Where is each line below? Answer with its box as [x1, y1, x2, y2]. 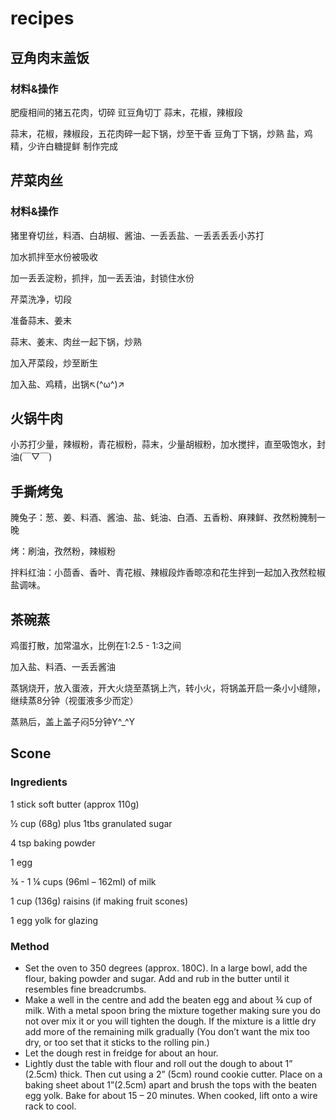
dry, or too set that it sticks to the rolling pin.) [24, 1036, 210, 1048]
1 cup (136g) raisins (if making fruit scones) [10, 895, 189, 907]
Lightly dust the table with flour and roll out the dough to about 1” [24, 1057, 293, 1069]
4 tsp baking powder [10, 837, 96, 849]
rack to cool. [24, 1100, 77, 1112]
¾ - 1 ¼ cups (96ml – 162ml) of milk [10, 875, 157, 887]
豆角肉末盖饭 [10, 49, 90, 66]
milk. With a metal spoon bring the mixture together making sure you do [24, 1004, 321, 1016]
